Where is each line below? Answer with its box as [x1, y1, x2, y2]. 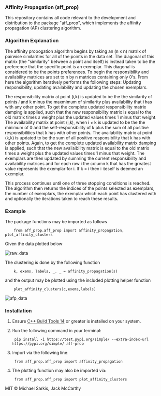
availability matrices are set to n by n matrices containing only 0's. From [5, 74, 148, 80]
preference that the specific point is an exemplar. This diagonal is [5, 63, 135, 69]
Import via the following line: [12, 350, 69, 356]
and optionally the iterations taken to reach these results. [5, 196, 118, 201]
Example [5, 208, 26, 214]
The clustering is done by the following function [5, 259, 100, 265]
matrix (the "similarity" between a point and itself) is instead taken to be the [5, 59, 156, 64]
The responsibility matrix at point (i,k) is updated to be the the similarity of [5, 93, 152, 99]
